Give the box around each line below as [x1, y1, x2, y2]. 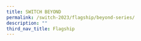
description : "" [6, 20, 48, 26]
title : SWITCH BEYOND [6, 8, 62, 15]
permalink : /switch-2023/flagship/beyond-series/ [6, 14, 136, 20]
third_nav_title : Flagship [6, 25, 75, 32]
